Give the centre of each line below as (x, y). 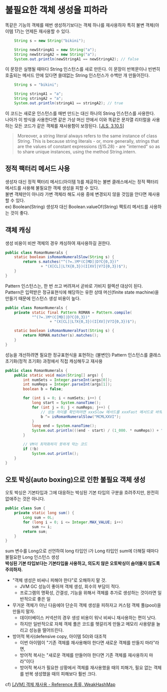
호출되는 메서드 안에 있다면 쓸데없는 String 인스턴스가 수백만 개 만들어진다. (78, 75)
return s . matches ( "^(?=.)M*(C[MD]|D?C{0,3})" (71, 262)
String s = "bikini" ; (36, 85)
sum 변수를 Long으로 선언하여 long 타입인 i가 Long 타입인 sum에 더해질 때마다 (82, 551)
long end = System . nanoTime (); (64, 426)
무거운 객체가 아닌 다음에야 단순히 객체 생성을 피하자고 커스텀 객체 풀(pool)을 (87, 605)
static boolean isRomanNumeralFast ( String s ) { (64, 331)
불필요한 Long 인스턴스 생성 (32, 557)
